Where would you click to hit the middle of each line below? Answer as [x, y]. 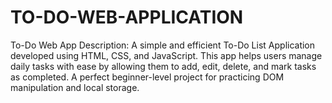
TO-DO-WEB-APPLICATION [127, 17]
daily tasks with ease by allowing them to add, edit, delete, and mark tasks [163, 66]
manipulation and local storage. [75, 87]
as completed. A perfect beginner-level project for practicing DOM [147, 77]
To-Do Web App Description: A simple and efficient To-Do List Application [163, 45]
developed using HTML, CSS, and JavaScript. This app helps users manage [166, 55]
